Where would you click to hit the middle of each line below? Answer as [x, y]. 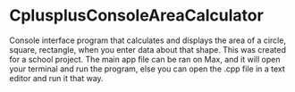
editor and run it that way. [57, 78]
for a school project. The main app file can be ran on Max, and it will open [145, 59]
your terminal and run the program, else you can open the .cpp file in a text [147, 69]
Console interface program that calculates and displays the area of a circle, [147, 40]
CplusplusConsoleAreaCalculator [136, 16]
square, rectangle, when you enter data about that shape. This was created [147, 49]
